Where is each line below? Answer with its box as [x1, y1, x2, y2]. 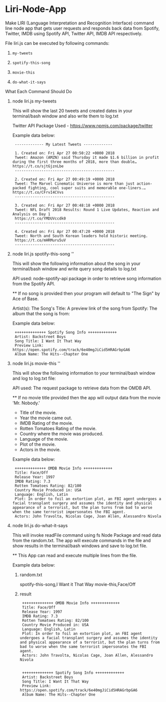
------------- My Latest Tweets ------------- [14, 142, 112, 147]
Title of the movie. [19, 409, 57, 415]
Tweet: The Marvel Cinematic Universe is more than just [14, 181, 135, 186]
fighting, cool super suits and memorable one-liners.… [28, 185, 146, 190]
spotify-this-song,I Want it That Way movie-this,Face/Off [19, 581, 136, 587]
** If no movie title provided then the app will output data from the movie [12, 394, 161, 400]
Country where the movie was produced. [19, 431, 104, 437]
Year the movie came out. [19, 415, 72, 421]
